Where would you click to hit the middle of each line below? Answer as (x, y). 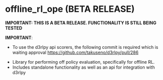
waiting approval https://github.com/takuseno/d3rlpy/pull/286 (75, 52)
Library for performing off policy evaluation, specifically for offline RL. (83, 62)
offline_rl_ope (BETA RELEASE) (70, 9)
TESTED (14, 28)
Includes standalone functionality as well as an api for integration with (83, 67)
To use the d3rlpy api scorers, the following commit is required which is (85, 47)
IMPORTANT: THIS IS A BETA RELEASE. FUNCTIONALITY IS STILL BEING (81, 23)
